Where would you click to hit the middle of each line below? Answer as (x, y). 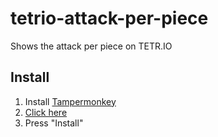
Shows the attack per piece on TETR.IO (91, 46)
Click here (46, 112)
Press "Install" (54, 123)
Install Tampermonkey (70, 101)
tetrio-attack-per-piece (109, 18)
